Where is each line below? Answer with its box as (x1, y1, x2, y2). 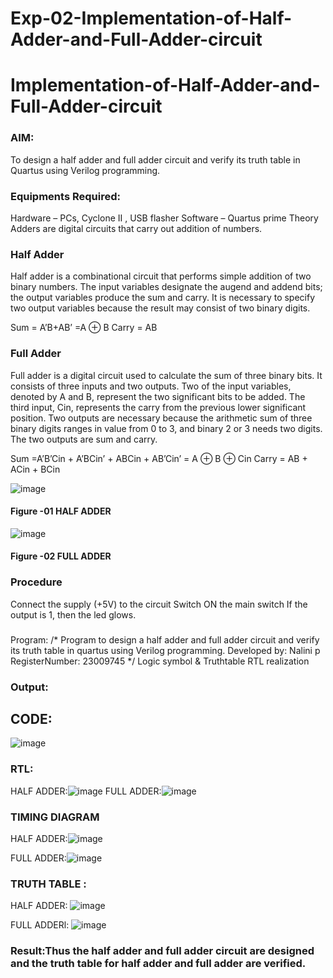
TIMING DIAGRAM (10, 810, 100, 824)
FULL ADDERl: (10, 919, 70, 931)
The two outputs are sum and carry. (10, 433, 158, 445)
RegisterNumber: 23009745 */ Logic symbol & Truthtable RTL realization (10, 655, 310, 667)
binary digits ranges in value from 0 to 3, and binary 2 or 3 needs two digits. (10, 422, 323, 434)
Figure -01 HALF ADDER (10, 505, 112, 517)
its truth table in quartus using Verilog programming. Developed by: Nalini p (10, 644, 321, 656)
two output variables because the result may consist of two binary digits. (10, 302, 311, 314)
